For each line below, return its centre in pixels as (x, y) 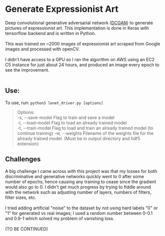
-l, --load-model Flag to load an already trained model (72, 122)
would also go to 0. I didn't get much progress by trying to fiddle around (78, 187)
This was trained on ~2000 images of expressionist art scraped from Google (83, 43)
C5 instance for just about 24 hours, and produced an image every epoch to (82, 65)
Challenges (23, 159)
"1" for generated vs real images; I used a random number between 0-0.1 (79, 213)
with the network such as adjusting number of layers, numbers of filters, (78, 192)
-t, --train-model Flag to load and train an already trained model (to (85, 128)
